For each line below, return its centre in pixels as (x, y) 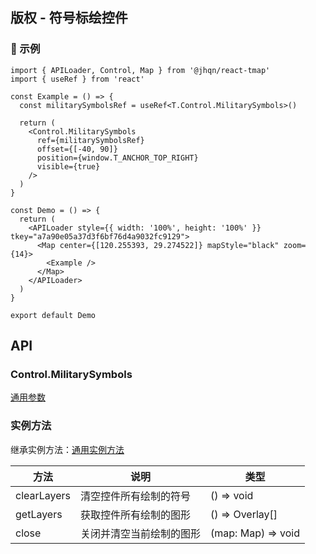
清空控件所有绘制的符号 (136, 496)
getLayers (39, 514)
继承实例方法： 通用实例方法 (67, 449)
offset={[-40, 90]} (77, 149)
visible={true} (68, 166)
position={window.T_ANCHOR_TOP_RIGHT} (117, 158)
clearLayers (43, 495)
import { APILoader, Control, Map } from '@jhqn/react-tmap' (140, 70)
